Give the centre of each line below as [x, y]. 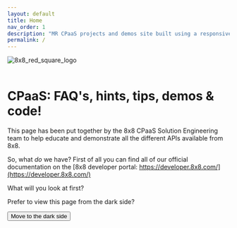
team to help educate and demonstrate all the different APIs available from [115, 138]
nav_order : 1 [26, 27]
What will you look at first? [46, 188]
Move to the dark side [39, 216]
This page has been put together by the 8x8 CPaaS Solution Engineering [113, 131]
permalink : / [26, 40]
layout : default [31, 14]
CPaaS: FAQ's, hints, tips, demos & [111, 96]
